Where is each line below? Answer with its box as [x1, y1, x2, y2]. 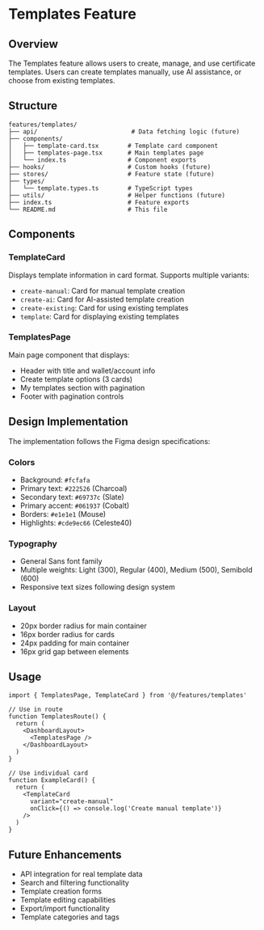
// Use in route [8, 705, 63, 714]
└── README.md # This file [8, 205, 168, 213]
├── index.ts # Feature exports [8, 198, 190, 206]
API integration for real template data [19, 869, 143, 879]
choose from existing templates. [8, 76, 115, 85]
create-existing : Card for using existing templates [19, 302, 189, 312]
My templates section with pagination [19, 383, 145, 392]
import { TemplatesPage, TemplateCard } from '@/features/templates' [8, 691, 248, 700]
